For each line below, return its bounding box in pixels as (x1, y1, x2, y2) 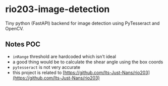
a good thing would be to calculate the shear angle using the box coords (12, 59, 163, 65)
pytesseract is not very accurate (12, 64, 81, 70)
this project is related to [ (12, 69, 65, 75)
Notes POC (5, 40, 40, 49)
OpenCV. (5, 25, 24, 31)
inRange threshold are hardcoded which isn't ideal (12, 53, 116, 59)
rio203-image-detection (5, 4, 110, 15)
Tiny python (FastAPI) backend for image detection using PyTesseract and (5, 20, 160, 26)
